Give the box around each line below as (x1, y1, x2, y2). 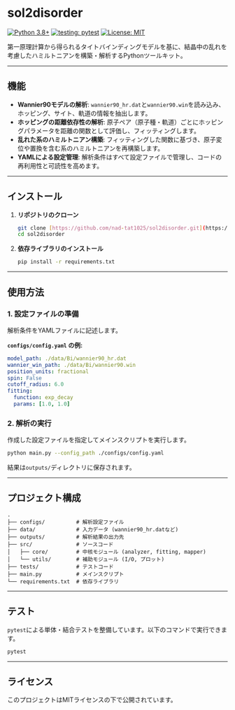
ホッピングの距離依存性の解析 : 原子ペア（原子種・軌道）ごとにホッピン (17, 118, 224, 126)
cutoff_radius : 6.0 (7, 381, 64, 388)
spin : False (7, 375, 42, 382)
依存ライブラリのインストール (17, 244, 104, 253)
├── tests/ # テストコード (7, 563, 114, 570)
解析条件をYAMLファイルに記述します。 (7, 326, 122, 334)
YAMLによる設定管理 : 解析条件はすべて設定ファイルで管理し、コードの (17, 153, 222, 161)
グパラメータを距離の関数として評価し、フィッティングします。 (17, 126, 201, 134)
